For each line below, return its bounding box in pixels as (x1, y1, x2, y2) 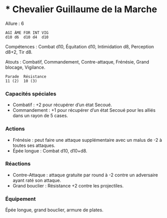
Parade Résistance (5, 74, 47, 79)
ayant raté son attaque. (12, 177, 61, 183)
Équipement (5, 195, 36, 202)
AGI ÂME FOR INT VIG (5, 30, 49, 35)
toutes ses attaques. (12, 142, 56, 148)
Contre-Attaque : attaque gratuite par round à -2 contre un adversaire (12, 172, 158, 178)
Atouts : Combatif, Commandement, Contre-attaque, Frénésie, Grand (5, 58, 150, 65)
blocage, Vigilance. (5, 64, 46, 70)
